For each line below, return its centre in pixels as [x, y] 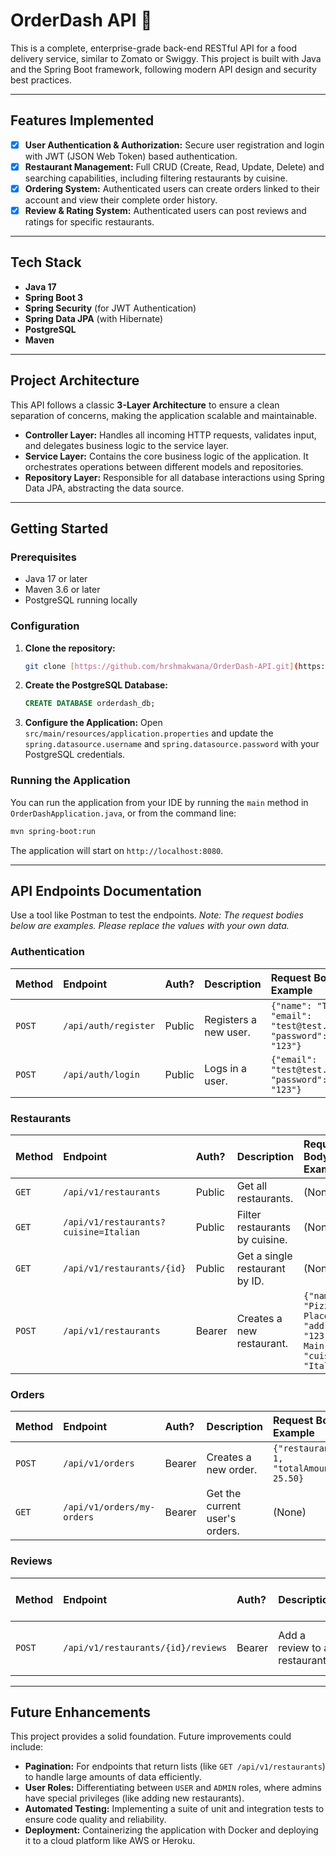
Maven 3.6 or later [62, 590]
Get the [224, 1494]
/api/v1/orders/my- [109, 1507]
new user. [227, 1032]
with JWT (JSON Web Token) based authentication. [131, 156]
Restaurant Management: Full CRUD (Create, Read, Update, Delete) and [174, 166]
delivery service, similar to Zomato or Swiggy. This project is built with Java [166, 58]
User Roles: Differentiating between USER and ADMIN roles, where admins [173, 1788]
